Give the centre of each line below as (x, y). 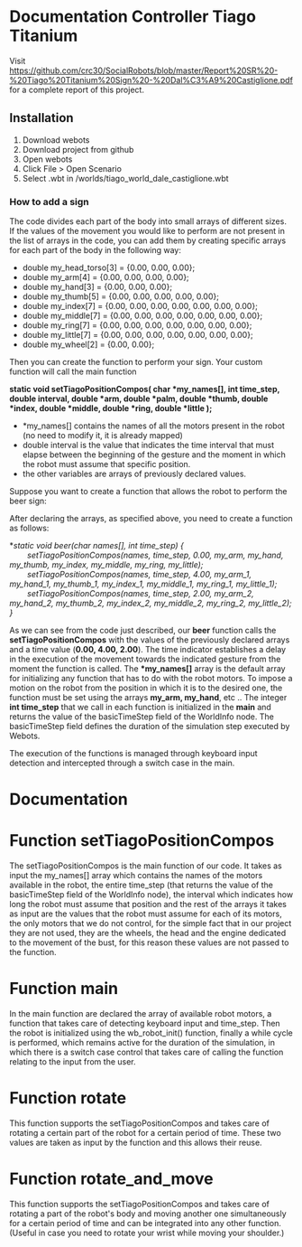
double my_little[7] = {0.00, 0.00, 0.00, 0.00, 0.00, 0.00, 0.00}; (138, 335)
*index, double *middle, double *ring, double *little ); (111, 408)
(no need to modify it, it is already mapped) (102, 436)
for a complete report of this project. (77, 89)
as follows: (29, 528)
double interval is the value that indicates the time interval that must (148, 445)
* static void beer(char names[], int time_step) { (97, 546)
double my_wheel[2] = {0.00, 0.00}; (88, 344)
